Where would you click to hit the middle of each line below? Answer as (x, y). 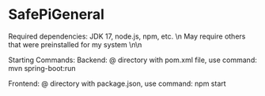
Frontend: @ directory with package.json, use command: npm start (117, 83)
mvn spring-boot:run (42, 68)
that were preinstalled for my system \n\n (75, 44)
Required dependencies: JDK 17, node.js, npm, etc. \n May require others (127, 36)
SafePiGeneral (57, 15)
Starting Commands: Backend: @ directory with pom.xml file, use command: (132, 60)
